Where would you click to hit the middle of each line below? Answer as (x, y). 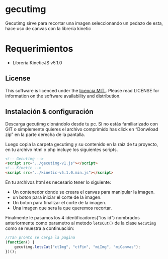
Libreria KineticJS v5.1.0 (37, 62)
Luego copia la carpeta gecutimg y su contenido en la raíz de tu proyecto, (82, 144)
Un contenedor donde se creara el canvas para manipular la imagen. (83, 192)
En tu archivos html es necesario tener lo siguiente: (58, 182)
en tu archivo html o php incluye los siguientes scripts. (62, 150)
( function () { (20, 242)
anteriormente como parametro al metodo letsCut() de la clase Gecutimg (81, 223)
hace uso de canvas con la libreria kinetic (48, 28)
